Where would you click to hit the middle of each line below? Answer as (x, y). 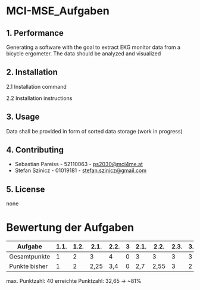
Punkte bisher (29, 266)
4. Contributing (35, 150)
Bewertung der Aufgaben (70, 228)
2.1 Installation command (36, 86)
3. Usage (23, 117)
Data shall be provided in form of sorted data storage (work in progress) (94, 131)
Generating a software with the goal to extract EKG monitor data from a (93, 47)
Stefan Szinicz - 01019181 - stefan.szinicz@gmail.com (81, 170)
